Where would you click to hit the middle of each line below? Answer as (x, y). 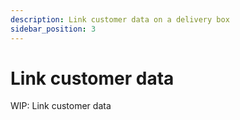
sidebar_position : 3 (53, 29)
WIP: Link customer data (61, 106)
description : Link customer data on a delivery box (120, 19)
